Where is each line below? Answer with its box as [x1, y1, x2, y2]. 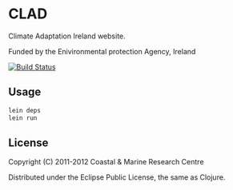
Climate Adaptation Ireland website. [8, 31, 126, 41]
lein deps [8, 106, 42, 114]
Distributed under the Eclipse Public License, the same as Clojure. [8, 172, 226, 182]
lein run [8, 113, 38, 122]
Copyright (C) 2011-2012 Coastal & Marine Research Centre [8, 157, 204, 167]
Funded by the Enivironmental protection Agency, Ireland [8, 46, 196, 56]
